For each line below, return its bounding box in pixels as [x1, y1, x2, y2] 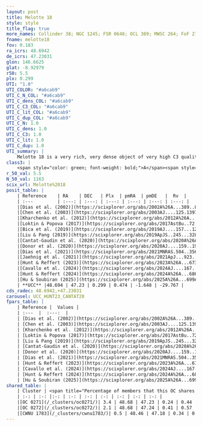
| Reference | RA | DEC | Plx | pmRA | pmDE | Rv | [17, 193, 187, 199]
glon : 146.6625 [6, 59, 44, 65]
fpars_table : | [6, 299, 44, 305]
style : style [6, 20, 39, 26]
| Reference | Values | [17, 304, 79, 311]
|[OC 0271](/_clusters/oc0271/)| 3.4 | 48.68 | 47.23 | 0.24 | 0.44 [17, 400, 192, 406]
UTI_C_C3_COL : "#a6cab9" [6, 103, 69, 110]
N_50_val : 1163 [6, 176, 44, 182]
